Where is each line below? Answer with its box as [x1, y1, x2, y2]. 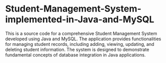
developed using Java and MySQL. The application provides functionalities [5, 36, 161, 42]
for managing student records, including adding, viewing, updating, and [5, 41, 154, 47]
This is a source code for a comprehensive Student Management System [5, 30, 157, 36]
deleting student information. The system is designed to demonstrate [5, 46, 149, 52]
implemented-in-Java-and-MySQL [5, 14, 154, 25]
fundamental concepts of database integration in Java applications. [5, 51, 146, 58]
